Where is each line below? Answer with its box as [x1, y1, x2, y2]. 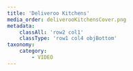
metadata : [7, 22, 35, 29]
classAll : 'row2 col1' [19, 28, 84, 36]
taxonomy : [7, 41, 35, 48]
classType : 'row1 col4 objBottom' [19, 35, 117, 42]
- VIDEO [31, 54, 53, 61]
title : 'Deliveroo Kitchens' [7, 9, 90, 17]
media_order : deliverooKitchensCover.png [7, 16, 127, 23]
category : [19, 48, 48, 55]
